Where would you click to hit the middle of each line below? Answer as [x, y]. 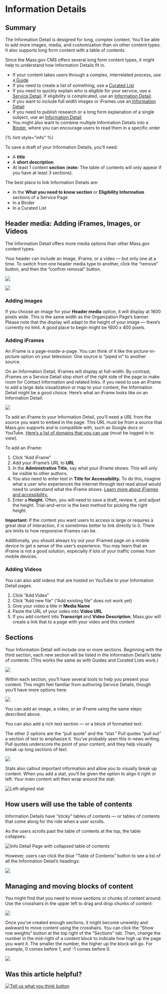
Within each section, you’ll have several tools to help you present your [77, 679]
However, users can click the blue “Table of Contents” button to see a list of [83, 856]
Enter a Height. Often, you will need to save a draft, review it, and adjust [86, 500]
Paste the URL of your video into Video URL [57, 611]
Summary [21, 28]
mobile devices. [21, 556]
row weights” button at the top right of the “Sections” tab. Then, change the [83, 933]
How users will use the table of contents [69, 804]
